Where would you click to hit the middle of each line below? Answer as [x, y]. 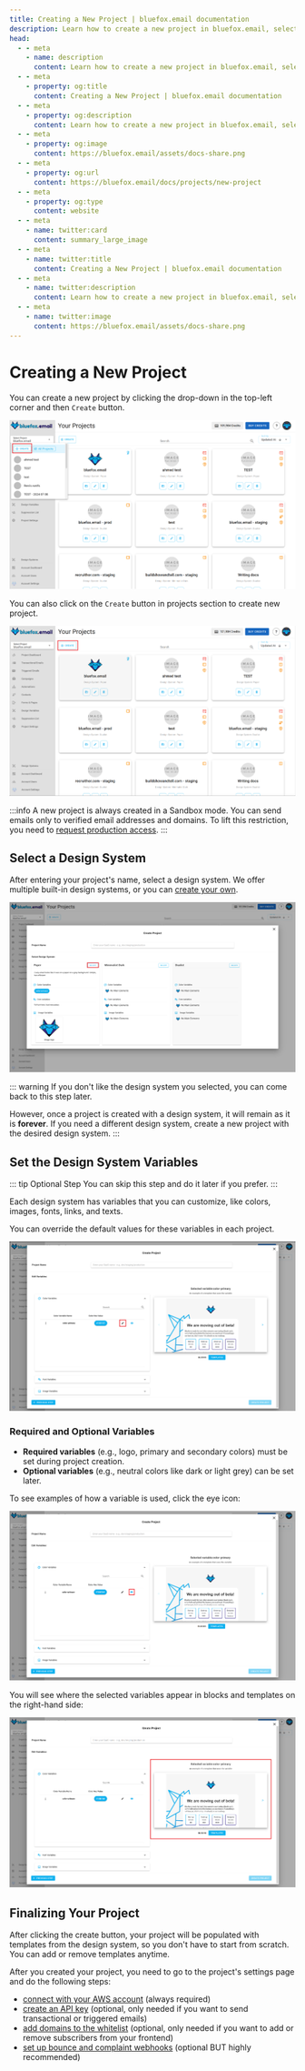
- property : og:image [66, 144]
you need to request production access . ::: [89, 829]
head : [20, 38]
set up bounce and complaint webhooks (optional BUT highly [137, 2047]
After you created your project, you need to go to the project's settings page [152, 1972]
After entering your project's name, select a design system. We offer [138, 880]
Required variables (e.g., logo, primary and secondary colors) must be [155, 1452]
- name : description [64, 58]
